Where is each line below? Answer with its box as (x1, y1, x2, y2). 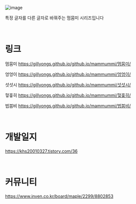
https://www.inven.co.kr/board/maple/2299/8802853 (5, 193, 114, 199)
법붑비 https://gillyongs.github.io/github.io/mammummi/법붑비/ (5, 103, 131, 109)
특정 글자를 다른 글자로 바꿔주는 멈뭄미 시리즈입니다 (5, 15, 104, 21)
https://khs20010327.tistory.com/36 (5, 148, 78, 154)
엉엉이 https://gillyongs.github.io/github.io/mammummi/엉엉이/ (5, 71, 131, 77)
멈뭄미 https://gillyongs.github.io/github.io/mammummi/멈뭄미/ (5, 61, 131, 67)
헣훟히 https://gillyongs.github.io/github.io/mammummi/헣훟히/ (5, 92, 131, 98)
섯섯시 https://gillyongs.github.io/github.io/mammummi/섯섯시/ (5, 82, 131, 87)
